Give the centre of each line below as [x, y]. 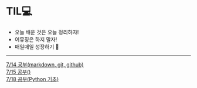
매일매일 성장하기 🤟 [37, 47]
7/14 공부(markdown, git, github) [45, 64]
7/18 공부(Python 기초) [33, 79]
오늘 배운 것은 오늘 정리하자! [47, 32]
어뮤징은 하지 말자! [36, 39]
